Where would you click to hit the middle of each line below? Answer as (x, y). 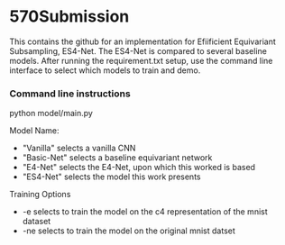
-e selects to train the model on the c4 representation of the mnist (145, 212)
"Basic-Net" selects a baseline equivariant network (117, 158)
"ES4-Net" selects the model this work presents (111, 177)
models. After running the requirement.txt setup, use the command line (141, 60)
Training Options (40, 195)
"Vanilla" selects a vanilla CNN (79, 148)
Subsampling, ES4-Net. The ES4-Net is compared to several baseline (138, 50)
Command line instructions (70, 94)
